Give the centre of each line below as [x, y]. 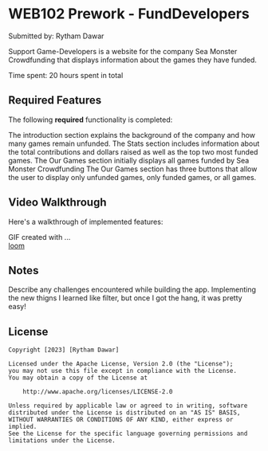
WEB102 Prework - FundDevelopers [129, 14]
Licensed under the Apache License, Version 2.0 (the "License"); [121, 364]
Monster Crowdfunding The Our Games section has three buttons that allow [133, 169]
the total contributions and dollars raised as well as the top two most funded [133, 151]
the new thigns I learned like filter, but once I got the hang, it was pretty [125, 298]
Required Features [55, 100]
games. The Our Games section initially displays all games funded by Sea [129, 160]
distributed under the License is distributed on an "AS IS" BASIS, [124, 413]
